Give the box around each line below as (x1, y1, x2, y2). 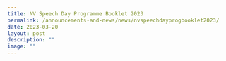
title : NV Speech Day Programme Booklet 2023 (7, 10, 143, 18)
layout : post (7, 29, 46, 37)
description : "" (7, 36, 55, 43)
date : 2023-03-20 (7, 23, 59, 30)
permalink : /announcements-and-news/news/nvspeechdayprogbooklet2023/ (7, 17, 220, 24)
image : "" (7, 43, 37, 50)
